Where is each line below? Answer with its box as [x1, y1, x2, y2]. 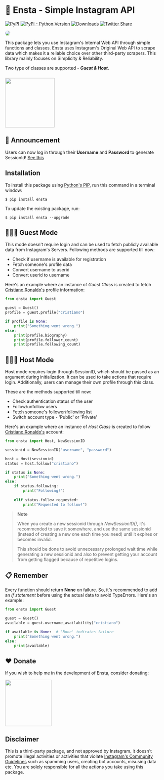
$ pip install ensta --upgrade [5, 215, 70, 220]
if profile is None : [5, 319, 48, 324]
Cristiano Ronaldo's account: [5, 429, 64, 435]
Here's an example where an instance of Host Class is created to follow [5, 424, 151, 430]
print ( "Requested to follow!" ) [23, 502, 87, 507]
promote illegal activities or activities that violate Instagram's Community [5, 753, 153, 759]
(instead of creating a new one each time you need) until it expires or [17, 531, 158, 537]
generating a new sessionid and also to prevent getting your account [17, 551, 157, 557]
